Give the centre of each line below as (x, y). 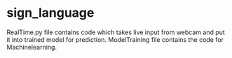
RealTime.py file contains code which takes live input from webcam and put (116, 32)
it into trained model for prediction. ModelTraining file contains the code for (115, 39)
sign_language (50, 13)
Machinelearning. (32, 47)
